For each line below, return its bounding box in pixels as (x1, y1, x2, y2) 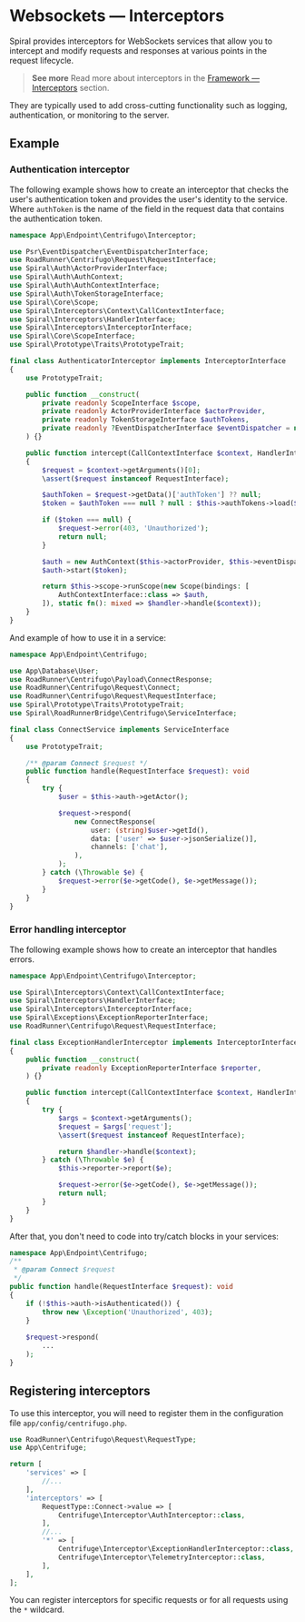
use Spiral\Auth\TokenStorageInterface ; (9, 289, 165, 299)
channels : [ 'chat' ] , (90, 843, 169, 852)
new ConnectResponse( (74, 816, 156, 826)
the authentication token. (9, 213, 103, 224)
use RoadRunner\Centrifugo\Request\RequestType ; (9, 1434, 197, 1444)
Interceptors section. (31, 82, 110, 93)
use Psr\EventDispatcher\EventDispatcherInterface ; (9, 247, 209, 256)
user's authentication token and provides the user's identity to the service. (9, 193, 288, 205)
